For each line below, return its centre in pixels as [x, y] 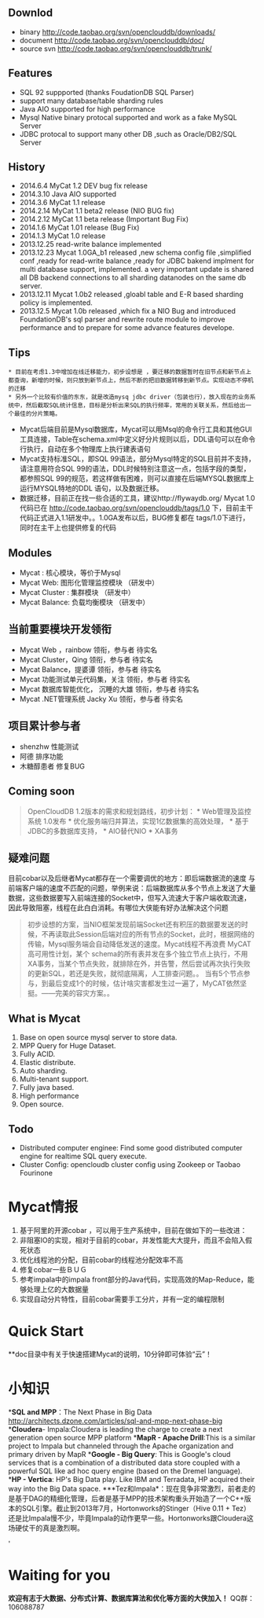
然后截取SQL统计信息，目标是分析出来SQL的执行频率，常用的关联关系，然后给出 [136, 405]
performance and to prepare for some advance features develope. [127, 328]
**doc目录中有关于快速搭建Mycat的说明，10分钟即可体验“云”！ [110, 1354]
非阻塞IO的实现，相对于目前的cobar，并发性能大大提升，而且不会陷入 [132, 1240]
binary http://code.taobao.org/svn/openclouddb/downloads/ [117, 31]
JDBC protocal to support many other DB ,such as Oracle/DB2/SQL [128, 134]
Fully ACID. [37, 1054]
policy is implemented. [56, 303]
